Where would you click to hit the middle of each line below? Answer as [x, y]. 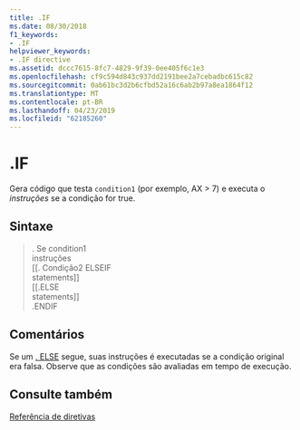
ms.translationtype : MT [54, 93]
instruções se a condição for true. [73, 198]
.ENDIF [44, 306]
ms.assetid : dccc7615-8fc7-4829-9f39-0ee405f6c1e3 [107, 69]
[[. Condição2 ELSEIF [71, 267]
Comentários [47, 334]
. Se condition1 [59, 248]
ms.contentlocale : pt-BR [56, 102]
